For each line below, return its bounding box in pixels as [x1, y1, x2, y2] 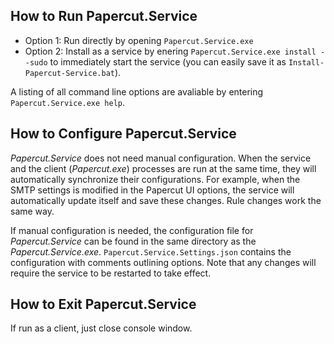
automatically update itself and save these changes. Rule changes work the [10, 194, 322, 206]
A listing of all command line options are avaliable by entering [10, 85, 264, 98]
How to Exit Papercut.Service [10, 296, 197, 313]
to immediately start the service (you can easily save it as [49, 55, 287, 68]
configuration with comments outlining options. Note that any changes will [10, 256, 317, 268]
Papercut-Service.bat [24, 68, 115, 78]
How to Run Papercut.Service [10, 8, 198, 25]
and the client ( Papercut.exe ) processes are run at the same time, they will [10, 162, 317, 174]
